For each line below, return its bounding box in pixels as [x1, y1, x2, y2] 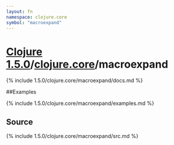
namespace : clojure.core [6, 14, 67, 20]
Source [6, 117, 34, 127]
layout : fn [6, 8, 33, 15]
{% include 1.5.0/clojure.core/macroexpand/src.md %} [6, 133, 139, 140]
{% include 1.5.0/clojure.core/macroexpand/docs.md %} [6, 77, 143, 84]
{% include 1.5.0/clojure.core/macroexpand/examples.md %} [6, 100, 155, 107]
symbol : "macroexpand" [6, 19, 62, 25]
